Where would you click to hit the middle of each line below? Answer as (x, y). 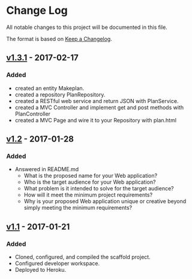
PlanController (33, 114)
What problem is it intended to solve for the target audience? (99, 189)
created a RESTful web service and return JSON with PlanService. (97, 101)
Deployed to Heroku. (40, 270)
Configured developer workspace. (57, 263)
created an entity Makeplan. (49, 88)
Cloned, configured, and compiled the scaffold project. (83, 257)
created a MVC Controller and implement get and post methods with (99, 107)
